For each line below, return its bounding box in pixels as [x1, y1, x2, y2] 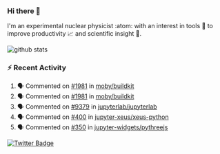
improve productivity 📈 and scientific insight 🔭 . [7, 30, 142, 38]
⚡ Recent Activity [7, 63, 67, 73]
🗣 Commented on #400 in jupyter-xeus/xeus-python [17, 113, 169, 121]
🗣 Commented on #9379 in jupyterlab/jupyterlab [17, 102, 157, 111]
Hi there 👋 [7, 6, 41, 16]
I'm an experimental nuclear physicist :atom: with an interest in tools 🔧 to [7, 22, 214, 30]
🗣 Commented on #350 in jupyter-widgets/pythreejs [17, 123, 168, 131]
